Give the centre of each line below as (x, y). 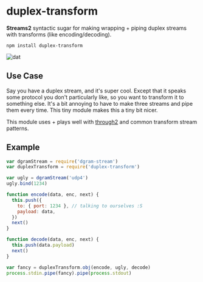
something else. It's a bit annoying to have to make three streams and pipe (100, 103)
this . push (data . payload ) (43, 245)
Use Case (25, 76)
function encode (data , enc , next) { (53, 195)
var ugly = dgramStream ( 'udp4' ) (47, 178)
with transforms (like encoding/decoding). (59, 34)
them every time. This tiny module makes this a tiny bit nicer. (82, 110)
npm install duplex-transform (45, 46)
